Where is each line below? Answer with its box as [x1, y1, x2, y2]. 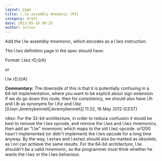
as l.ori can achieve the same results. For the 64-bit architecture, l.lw [5, 141, 142, 147]
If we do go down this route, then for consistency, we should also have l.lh [5, 96, 153, 102]
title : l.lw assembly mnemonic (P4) [5, 12, 79, 16]
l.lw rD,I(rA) [5, 76, 28, 82]
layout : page [5, 7, 31, 12]
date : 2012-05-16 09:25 [5, 20, 53, 26]
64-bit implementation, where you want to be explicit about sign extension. [5, 91, 155, 97]
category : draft [5, 16, 38, 21]
